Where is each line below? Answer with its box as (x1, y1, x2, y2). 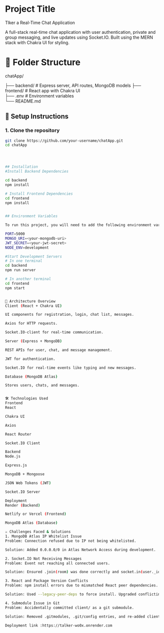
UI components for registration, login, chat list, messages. (5, 312, 134, 317)
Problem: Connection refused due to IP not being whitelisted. (5, 538, 137, 543)
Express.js (5, 463, 27, 468)
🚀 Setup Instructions (5, 112, 69, 121)
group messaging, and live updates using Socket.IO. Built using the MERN (5, 34, 153, 40)
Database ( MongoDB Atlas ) (5, 374, 58, 379)
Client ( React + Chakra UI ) (5, 303, 62, 308)
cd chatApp (5, 143, 27, 148)
